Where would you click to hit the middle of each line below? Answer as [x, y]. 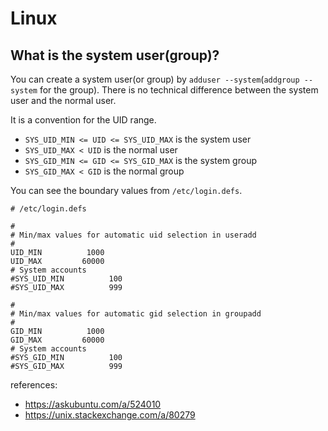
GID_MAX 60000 [57, 340]
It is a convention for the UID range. [83, 120]
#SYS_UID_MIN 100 [66, 279]
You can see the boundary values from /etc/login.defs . [126, 190]
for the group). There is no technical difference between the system [179, 90]
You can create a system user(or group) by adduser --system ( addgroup [155, 79]
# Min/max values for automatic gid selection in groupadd [136, 314]
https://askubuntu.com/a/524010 [93, 404]
